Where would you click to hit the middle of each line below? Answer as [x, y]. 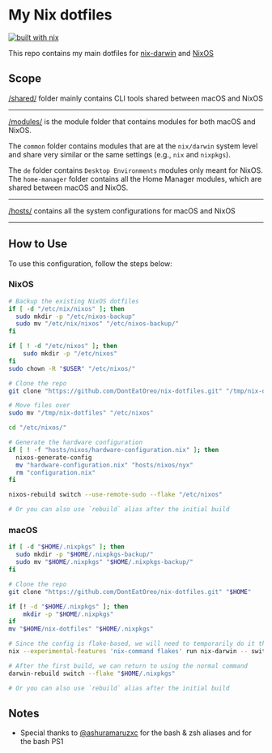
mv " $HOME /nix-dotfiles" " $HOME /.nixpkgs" [81, 629]
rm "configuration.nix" [55, 472]
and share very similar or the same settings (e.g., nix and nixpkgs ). [119, 154]
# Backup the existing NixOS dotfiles [74, 301]
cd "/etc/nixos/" [38, 428]
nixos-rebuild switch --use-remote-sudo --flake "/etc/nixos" [115, 495]
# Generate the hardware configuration [76, 443]
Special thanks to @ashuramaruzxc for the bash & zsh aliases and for [136, 733]
